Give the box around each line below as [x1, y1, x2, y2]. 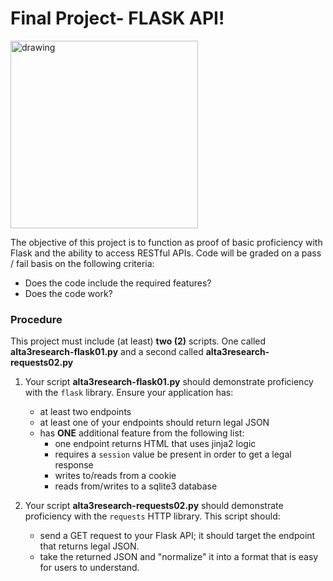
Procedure [10, 312, 63, 326]
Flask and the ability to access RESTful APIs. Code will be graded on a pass [10, 247, 322, 259]
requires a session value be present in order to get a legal [54, 448, 292, 461]
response [54, 459, 94, 471]
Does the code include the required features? [24, 277, 212, 289]
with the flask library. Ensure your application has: [24, 387, 234, 399]
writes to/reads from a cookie [54, 470, 177, 482]
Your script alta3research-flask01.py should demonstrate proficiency [24, 376, 314, 388]
